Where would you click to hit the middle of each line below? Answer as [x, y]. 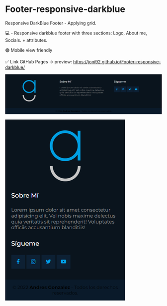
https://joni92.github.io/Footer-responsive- [117, 61]
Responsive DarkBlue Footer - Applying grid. [51, 23]
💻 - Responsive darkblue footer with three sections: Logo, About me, [76, 33]
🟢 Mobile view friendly [29, 50]
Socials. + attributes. [26, 40]
